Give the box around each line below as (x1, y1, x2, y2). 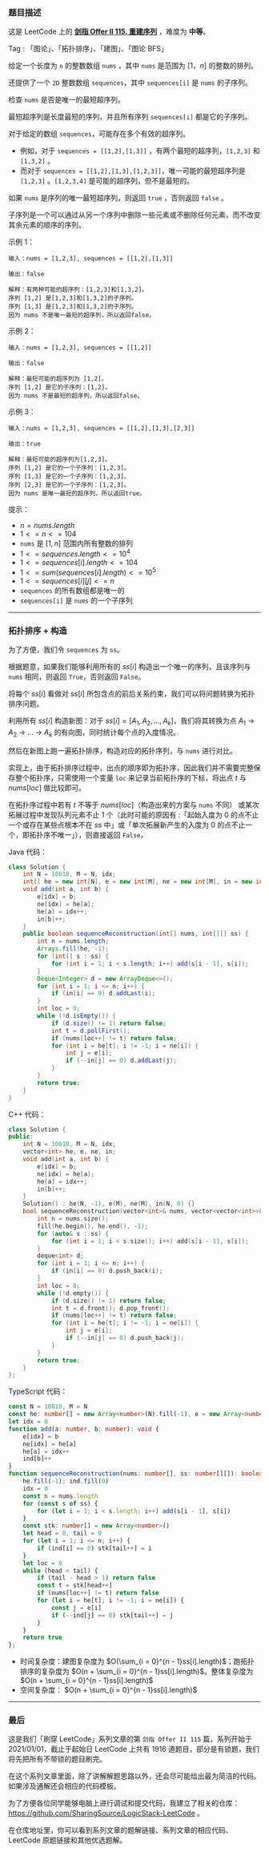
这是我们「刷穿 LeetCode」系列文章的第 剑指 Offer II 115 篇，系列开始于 (8, 1734, 252, 1744)
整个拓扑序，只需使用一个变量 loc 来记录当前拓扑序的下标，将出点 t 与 (14, 773, 247, 782)
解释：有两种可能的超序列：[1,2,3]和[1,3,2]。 (8, 286, 148, 294)
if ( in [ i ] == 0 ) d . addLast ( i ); (50, 990, 156, 998)
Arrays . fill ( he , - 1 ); (37, 945, 110, 953)
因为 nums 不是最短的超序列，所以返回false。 (8, 392, 143, 400)
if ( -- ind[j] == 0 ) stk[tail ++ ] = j (50, 1611, 174, 1620)
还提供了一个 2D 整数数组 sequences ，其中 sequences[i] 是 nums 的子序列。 (8, 78, 252, 87)
